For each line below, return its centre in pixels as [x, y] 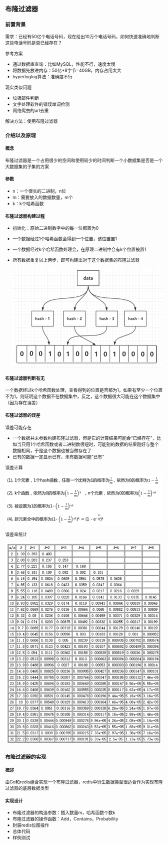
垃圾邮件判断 [25, 98]
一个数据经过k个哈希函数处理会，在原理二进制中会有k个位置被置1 [79, 249]
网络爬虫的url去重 [30, 110]
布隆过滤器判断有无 [25, 378]
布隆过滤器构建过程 [25, 216]
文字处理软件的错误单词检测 [41, 104]
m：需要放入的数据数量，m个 [43, 198]
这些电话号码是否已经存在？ [34, 43]
